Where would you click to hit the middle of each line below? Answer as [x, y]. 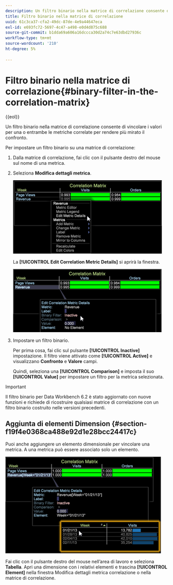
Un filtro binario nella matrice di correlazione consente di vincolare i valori [84, 127]
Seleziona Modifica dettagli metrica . [52, 173]
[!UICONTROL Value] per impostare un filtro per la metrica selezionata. [88, 376]
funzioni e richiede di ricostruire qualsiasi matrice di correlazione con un [82, 402]
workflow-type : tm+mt [29, 38]
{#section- [129, 424]
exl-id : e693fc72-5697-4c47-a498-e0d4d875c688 [56, 27]
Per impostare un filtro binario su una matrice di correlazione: [70, 147]
